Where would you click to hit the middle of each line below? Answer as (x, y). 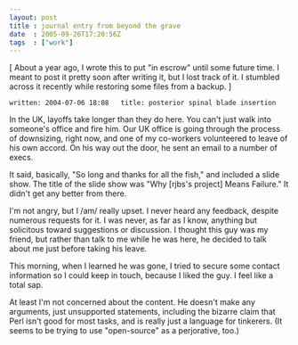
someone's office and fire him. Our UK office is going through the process (145, 129)
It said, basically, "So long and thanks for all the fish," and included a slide (145, 175)
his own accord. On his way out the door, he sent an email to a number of (144, 148)
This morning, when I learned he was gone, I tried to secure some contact (145, 266)
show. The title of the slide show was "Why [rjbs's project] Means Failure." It (149, 185)
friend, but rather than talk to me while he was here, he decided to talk (138, 239)
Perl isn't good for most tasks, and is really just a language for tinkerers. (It (146, 321)
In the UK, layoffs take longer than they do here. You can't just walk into (141, 119)
